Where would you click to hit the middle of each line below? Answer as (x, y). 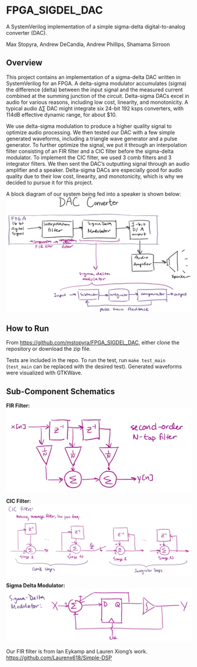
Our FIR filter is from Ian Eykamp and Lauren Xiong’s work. (77, 651)
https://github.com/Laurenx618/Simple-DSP (59, 658)
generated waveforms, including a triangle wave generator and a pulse (92, 139)
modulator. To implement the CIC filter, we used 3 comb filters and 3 (89, 157)
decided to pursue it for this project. (50, 182)
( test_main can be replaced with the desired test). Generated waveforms (94, 367)
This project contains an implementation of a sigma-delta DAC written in (94, 77)
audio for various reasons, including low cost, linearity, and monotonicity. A (97, 102)
